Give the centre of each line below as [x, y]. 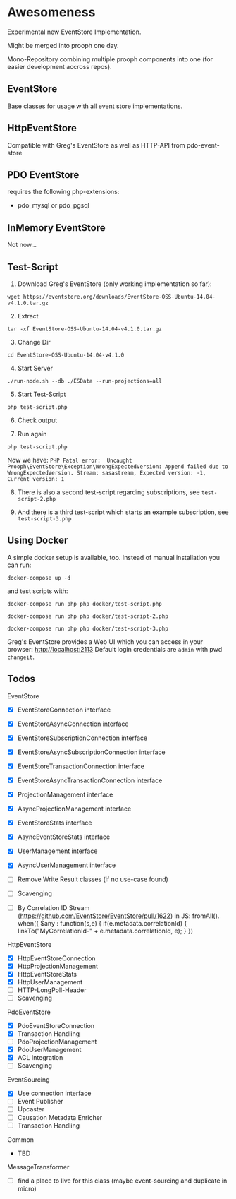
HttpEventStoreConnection [57, 958]
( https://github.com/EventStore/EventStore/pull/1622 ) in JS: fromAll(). [118, 916]
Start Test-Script [42, 394]
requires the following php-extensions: [63, 192]
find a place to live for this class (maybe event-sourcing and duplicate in [122, 1181]
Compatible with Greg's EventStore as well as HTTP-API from [96, 145]
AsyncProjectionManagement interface [74, 809]
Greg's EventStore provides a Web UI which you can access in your [105, 642]
